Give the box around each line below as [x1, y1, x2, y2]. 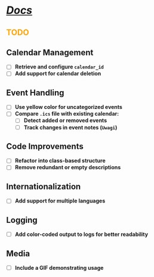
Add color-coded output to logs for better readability [14, 231, 148, 238]
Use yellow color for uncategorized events [14, 104, 122, 111]
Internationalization [6, 181, 81, 191]
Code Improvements [6, 141, 84, 151]
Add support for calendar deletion [14, 70, 101, 77]
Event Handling [6, 88, 64, 98]
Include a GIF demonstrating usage [14, 264, 104, 272]
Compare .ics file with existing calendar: [14, 110, 119, 117]
